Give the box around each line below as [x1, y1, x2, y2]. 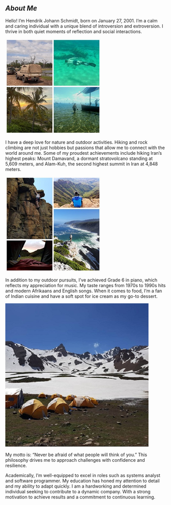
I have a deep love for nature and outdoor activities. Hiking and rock [5, 139, 148, 145]
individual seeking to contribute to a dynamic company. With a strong [5, 488, 151, 494]
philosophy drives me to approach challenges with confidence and [5, 457, 145, 463]
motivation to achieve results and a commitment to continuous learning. [5, 494, 156, 500]
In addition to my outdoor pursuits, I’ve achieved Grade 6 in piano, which [5, 277, 158, 283]
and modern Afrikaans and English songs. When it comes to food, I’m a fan [5, 288, 162, 294]
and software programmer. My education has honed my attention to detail [5, 478, 160, 484]
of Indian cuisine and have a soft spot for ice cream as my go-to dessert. [5, 293, 158, 299]
